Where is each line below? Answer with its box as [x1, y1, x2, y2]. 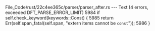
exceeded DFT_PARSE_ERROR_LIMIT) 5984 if [5, 9, 100, 15]
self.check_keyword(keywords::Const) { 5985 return [5, 15, 114, 20]
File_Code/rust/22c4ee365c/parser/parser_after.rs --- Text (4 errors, [5, 4, 148, 10]
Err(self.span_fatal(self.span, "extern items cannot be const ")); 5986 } [5, 20, 150, 26]
